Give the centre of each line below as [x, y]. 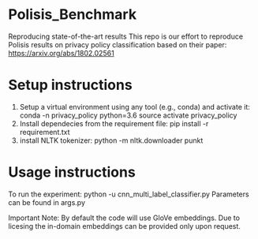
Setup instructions [70, 85]
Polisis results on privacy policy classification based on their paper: [118, 44]
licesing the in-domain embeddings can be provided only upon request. [124, 226]
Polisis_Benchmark [72, 15]
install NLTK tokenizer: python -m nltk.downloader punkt [111, 140]
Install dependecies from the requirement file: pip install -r [114, 123]
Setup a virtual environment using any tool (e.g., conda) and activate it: [135, 106]
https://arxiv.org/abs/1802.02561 [61, 53]
